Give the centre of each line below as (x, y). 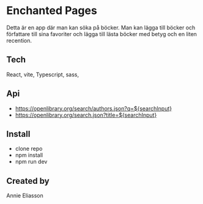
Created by (28, 181)
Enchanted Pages (52, 11)
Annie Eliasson (25, 195)
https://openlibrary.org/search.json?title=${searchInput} (86, 115)
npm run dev (31, 162)
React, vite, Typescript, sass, (43, 75)
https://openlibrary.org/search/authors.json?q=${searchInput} (94, 108)
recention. (19, 40)
